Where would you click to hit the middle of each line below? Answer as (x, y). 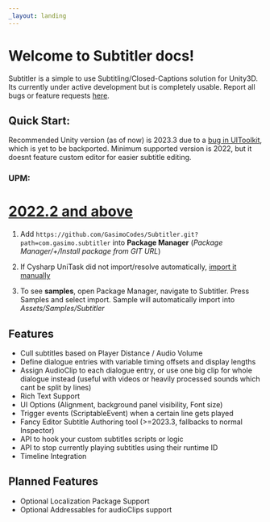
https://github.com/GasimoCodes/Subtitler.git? (117, 235)
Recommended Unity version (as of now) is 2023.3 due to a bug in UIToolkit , (135, 140)
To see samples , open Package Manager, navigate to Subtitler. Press (135, 291)
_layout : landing (37, 16)
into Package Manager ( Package (168, 242)
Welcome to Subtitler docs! (102, 55)
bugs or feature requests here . (59, 95)
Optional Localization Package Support (85, 501)
